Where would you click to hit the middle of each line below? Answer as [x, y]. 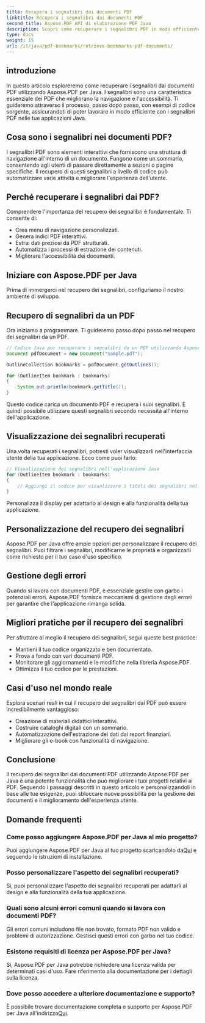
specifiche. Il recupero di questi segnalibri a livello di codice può [87, 171]
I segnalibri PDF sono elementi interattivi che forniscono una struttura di [97, 152]
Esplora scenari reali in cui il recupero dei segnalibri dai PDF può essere [96, 702]
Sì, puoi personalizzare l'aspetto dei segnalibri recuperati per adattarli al [97, 886]
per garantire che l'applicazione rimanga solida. [66, 603]
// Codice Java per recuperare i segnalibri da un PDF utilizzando [94, 348]
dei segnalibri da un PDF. [38, 337]
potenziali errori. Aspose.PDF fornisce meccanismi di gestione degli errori [99, 597]
